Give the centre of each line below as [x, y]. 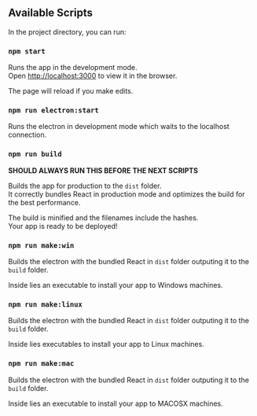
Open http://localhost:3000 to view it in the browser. [93, 76]
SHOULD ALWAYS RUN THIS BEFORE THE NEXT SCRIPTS [103, 170]
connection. [28, 135]
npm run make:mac [41, 364]
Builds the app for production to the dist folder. [85, 186]
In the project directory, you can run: [67, 31]
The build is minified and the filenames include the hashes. [103, 217]
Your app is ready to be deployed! [63, 226]
